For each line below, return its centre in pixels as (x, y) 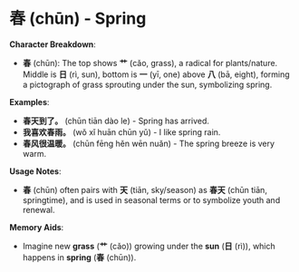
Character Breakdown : (53, 44)
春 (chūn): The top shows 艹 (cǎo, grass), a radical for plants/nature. (150, 63)
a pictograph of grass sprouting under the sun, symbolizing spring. (147, 84)
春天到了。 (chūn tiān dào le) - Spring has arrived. (116, 121)
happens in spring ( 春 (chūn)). (79, 257)
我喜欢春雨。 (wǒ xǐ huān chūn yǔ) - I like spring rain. (121, 131)
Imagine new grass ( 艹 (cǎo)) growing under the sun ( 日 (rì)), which (149, 246)
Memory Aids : (37, 227)
